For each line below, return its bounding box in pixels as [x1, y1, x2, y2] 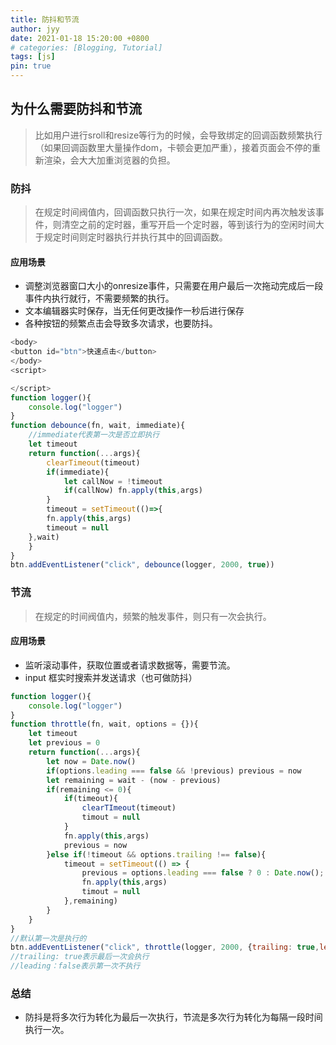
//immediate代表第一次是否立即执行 [28, 430, 160, 440]
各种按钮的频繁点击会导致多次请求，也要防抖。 [24, 317, 218, 330]
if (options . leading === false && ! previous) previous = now [46, 766, 302, 776]
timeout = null [46, 522, 110, 533]
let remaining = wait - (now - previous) [46, 775, 222, 785]
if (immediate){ [46, 467, 110, 477]
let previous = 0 [28, 738, 101, 748]
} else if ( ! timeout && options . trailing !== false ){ [46, 849, 267, 860]
